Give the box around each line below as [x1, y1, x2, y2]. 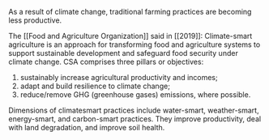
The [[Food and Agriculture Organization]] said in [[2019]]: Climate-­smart [8, 32, 253, 40]
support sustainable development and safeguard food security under [8, 49, 239, 57]
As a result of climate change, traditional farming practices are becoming [8, 7, 252, 16]
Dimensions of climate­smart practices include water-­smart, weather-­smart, [8, 105, 259, 115]
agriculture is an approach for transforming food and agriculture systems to [8, 40, 261, 49]
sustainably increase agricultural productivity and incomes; [19, 73, 218, 82]
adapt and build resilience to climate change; [19, 81, 170, 91]
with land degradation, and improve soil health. [8, 123, 165, 132]
